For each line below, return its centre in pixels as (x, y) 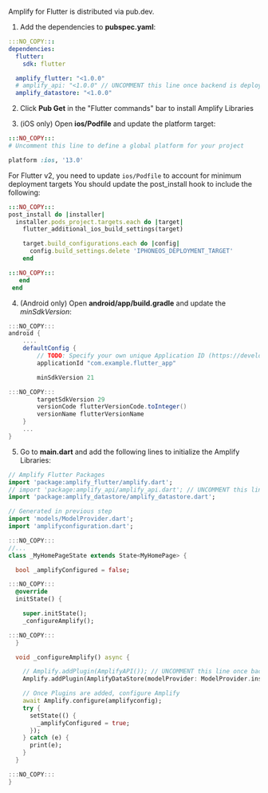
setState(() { (53, 716)
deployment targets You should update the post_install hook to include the (130, 183)
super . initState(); (55, 613)
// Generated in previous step (60, 511)
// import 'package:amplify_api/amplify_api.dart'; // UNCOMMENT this (128, 490)
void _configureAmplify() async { (73, 657)
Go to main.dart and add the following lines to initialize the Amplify (130, 452)
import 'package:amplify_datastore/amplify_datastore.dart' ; (112, 497)
